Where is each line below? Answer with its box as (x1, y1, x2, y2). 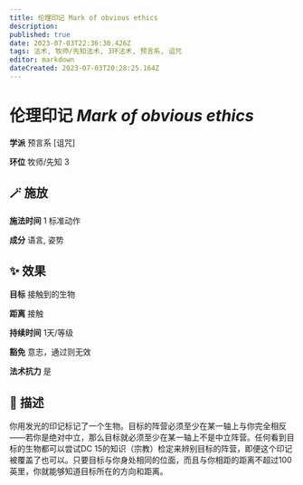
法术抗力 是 (9, 366, 52, 376)
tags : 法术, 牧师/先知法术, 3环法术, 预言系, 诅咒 (9, 47, 183, 56)
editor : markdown (9, 55, 75, 64)
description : (9, 22, 59, 31)
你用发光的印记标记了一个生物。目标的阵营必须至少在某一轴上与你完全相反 (9, 421, 287, 432)
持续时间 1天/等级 (9, 328, 74, 338)
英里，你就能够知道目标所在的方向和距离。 (9, 466, 168, 477)
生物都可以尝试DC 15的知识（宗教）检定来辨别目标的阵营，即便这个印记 (24, 443, 293, 454)
